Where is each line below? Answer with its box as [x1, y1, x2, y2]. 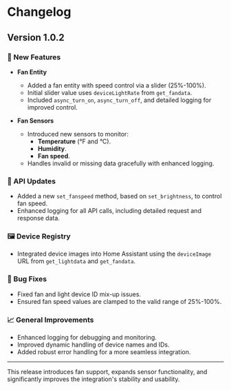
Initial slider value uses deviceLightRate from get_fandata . [27, 88, 192, 96]
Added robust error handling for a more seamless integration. [16, 348, 191, 356]
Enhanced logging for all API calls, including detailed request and [16, 207, 201, 215]
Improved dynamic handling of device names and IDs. [16, 340, 170, 349]
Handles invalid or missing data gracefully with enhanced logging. [27, 159, 214, 167]
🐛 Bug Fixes [7, 274, 47, 284]
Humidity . [37, 144, 67, 152]
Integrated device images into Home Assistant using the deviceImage [16, 249, 212, 258]
